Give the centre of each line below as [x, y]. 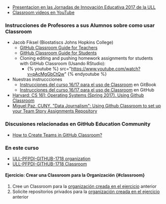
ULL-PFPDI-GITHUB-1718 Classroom [50, 164]
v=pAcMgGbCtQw [46, 74]
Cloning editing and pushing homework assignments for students [86, 58]
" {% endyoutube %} [85, 74]
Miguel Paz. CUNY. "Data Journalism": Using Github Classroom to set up [86, 106]
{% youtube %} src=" [49, 69]
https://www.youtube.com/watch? [106, 69]
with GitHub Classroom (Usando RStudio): [62, 64]
